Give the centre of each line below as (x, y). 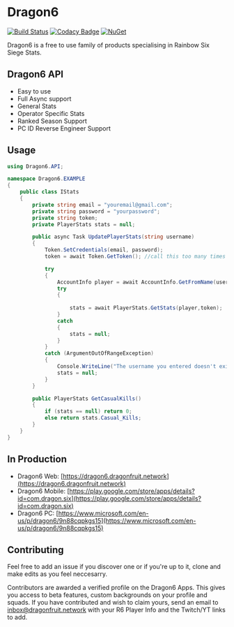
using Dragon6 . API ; (36, 166)
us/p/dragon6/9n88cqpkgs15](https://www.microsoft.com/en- (107, 520)
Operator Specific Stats (51, 113)
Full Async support (44, 98)
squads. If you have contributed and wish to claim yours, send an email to (113, 603)
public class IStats (49, 192)
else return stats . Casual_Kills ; (93, 418)
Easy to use (34, 91)
